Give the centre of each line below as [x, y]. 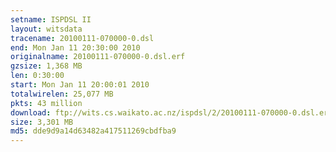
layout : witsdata [46, 29]
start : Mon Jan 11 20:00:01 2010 [80, 85]
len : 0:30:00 [37, 76]
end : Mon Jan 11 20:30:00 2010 [75, 47]
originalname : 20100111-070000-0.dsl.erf [98, 57]
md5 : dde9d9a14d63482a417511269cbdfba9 [93, 131]
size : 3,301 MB [42, 122]
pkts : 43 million [46, 103]
